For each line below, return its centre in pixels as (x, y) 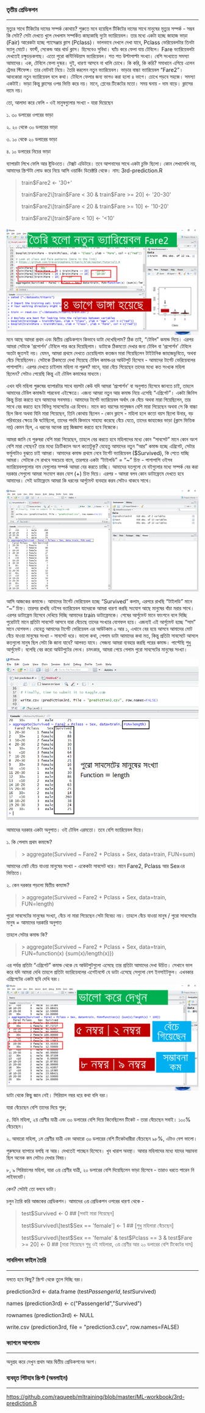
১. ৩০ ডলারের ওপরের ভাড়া (30, 115)
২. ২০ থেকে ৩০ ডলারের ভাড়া (32, 127)
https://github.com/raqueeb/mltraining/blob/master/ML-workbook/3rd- (95, 1397)
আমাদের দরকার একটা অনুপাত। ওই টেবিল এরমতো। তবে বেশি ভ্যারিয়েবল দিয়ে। (75, 830)
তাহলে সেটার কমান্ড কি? (27, 935)
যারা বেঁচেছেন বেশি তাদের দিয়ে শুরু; (37, 1107)
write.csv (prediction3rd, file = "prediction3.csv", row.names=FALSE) (93, 1327)
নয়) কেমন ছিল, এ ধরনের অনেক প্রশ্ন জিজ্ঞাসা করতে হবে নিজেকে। (63, 427)
